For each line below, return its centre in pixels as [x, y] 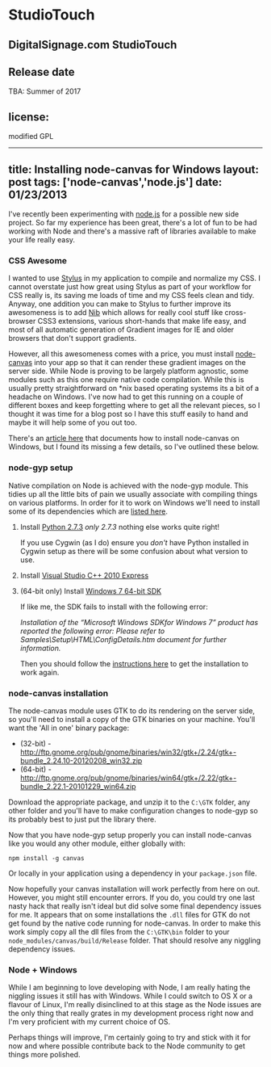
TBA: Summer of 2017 [45, 91]
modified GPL [31, 137]
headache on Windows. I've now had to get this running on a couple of [126, 397]
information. [40, 648]
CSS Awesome [38, 260]
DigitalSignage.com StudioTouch [93, 45]
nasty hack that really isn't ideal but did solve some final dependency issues [135, 905]
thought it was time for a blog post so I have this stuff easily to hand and [128, 414]
